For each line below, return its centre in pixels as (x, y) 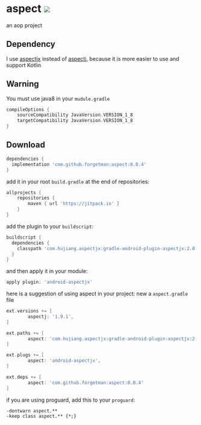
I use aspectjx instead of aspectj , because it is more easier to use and (93, 58)
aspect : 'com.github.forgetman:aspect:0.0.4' (86, 383)
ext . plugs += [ (25, 355)
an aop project (24, 25)
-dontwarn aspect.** (32, 411)
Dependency (31, 44)
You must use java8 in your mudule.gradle (58, 99)
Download (26, 145)
